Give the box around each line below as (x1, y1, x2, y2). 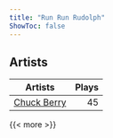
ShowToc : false (9, 22, 66, 30)
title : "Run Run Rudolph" (9, 13, 105, 22)
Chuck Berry (13, 96, 67, 108)
